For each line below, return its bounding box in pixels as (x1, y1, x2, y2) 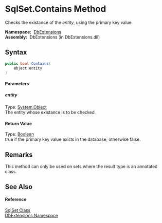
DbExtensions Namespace (5, 212, 58, 218)
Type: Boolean (5, 131, 34, 137)
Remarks (5, 150, 33, 159)
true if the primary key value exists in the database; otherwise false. (5, 136, 141, 142)
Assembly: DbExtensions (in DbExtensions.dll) (5, 34, 100, 40)
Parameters (5, 80, 29, 86)
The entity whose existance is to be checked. (5, 109, 96, 115)
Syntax (5, 48, 27, 56)
